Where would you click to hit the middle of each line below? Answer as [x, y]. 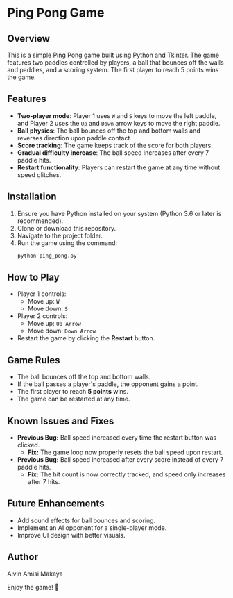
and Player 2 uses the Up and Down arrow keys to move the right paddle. [119, 123]
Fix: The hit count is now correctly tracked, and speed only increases [127, 474]
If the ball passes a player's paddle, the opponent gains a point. [108, 384]
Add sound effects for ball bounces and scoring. [86, 520]
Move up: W [44, 301]
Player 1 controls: [42, 294]
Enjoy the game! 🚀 [33, 587]
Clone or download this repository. [67, 228]
